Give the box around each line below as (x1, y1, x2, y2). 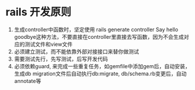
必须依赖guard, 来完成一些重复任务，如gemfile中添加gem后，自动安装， (14, 62, 191, 69)
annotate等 (14, 77, 41, 84)
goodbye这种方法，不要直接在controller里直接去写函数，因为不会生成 (14, 33, 184, 40)
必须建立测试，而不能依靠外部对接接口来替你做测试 (14, 48, 139, 55)
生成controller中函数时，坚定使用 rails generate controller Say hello (14, 26, 178, 33)
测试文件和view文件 (24, 41, 73, 48)
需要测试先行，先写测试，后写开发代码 (14, 55, 108, 62)
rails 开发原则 (5, 5, 72, 19)
